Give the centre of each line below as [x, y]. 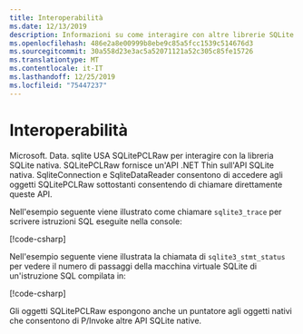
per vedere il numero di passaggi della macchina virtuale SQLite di [133, 266]
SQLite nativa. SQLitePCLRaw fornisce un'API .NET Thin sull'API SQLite [142, 165]
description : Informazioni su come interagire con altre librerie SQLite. [154, 34]
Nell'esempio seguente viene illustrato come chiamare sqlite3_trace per [146, 211]
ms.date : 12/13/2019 [49, 26]
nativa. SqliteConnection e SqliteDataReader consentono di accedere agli [146, 174]
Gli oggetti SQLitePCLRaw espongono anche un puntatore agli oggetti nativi [151, 310]
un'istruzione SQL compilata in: [68, 275]
